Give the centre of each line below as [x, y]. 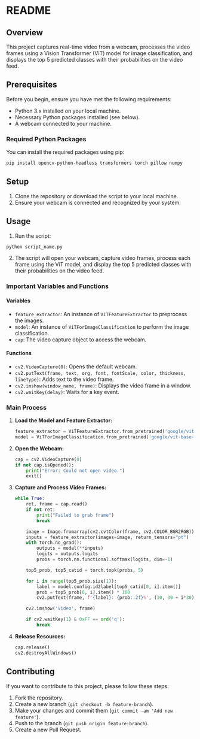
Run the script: [33, 236]
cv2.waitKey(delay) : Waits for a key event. [67, 392]
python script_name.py [34, 247]
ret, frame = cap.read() [57, 504]
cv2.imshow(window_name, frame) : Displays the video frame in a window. [103, 385]
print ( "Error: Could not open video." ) [76, 471]
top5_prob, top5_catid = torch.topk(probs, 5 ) [85, 570]
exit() [34, 476]
